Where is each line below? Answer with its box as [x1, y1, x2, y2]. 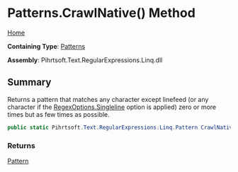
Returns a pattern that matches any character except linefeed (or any [7, 95, 209, 103]
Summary [7, 76, 52, 88]
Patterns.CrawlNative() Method [7, 5, 196, 21]
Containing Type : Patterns [7, 42, 86, 50]
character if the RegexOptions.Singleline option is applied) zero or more [7, 103, 217, 111]
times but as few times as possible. [7, 110, 110, 118]
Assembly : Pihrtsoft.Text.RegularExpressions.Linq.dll [7, 55, 163, 64]
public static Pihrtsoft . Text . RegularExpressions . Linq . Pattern [7, 124, 198, 131]
